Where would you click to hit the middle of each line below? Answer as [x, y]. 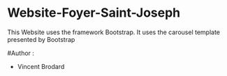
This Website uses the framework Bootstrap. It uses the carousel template [114, 32]
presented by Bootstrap [41, 39]
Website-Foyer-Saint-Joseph [94, 13]
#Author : [21, 53]
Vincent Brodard [41, 66]
